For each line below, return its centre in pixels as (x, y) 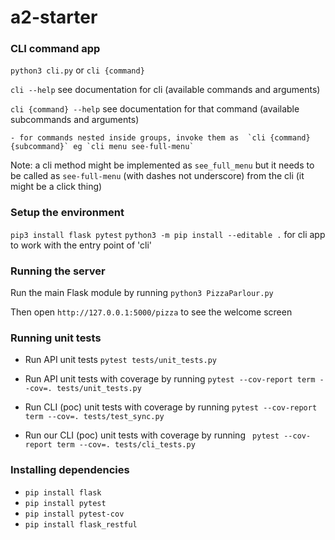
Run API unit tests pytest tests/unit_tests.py (120, 360)
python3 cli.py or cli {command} (77, 70)
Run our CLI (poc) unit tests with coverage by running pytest (152, 435)
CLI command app (55, 49)
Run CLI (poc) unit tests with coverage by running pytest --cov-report (171, 407)
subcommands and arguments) (75, 120)
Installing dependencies (70, 470)
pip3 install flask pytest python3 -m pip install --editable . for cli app (168, 234)
